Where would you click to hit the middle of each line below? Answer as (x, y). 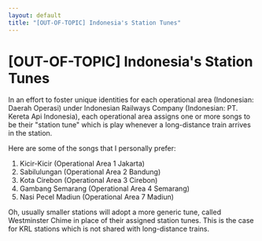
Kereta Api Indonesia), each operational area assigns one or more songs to (129, 117)
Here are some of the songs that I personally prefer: (92, 148)
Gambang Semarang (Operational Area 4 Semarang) (105, 188)
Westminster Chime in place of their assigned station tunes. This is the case (131, 221)
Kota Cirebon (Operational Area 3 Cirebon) (89, 181)
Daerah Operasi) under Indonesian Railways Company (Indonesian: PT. (123, 108)
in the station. (30, 133)
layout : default (35, 15)
